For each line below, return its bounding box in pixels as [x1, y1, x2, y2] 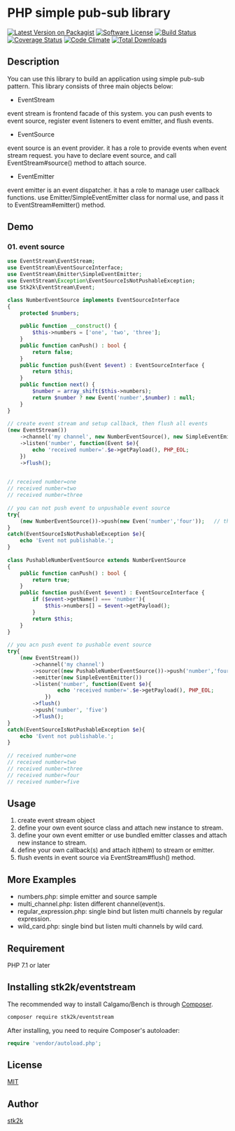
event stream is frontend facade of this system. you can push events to [7, 109, 213, 117]
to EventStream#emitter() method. [7, 200, 106, 209]
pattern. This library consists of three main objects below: [7, 82, 173, 90]
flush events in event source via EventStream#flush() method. [17, 854, 196, 862]
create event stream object [17, 816, 96, 825]
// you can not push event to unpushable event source [7, 505, 171, 512]
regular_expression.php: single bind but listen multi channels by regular [17, 907, 223, 916]
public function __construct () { [20, 322, 117, 330]
